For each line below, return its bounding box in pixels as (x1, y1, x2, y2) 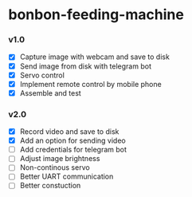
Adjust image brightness (19, 154, 100, 164)
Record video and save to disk (19, 127, 120, 136)
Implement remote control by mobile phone (19, 79, 162, 89)
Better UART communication (19, 171, 114, 181)
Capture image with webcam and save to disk (19, 52, 170, 61)
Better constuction (19, 181, 81, 191)
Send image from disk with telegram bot (19, 61, 151, 71)
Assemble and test (19, 88, 81, 97)
